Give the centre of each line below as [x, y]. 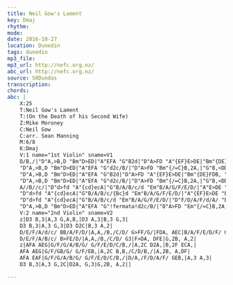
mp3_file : [21, 59]
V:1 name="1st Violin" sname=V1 [66, 155]
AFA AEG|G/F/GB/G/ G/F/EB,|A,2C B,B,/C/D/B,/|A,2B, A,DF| [105, 252]
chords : [18, 91]
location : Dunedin [34, 46]
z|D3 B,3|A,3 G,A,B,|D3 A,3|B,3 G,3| [74, 219]
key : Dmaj [21, 20]
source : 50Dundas [32, 78]
